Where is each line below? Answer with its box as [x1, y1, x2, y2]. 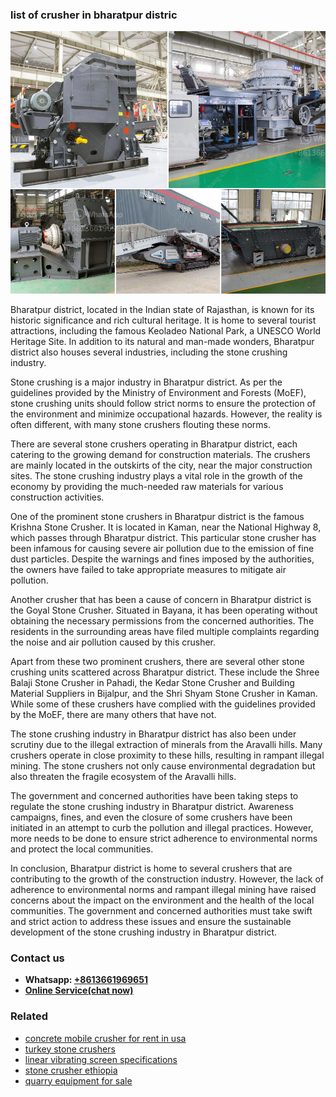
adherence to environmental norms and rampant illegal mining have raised [10, 883, 317, 895]
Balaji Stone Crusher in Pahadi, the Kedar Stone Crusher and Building [10, 676, 295, 688]
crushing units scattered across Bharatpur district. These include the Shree [10, 666, 320, 678]
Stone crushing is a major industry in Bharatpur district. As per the [10, 376, 283, 388]
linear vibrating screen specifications [24, 1053, 178, 1065]
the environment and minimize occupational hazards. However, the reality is [10, 408, 323, 420]
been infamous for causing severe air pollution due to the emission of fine [10, 542, 315, 554]
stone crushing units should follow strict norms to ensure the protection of [10, 397, 317, 409]
